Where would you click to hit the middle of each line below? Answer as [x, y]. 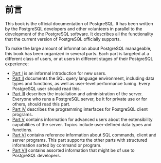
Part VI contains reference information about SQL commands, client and [84, 135]
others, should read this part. [41, 104]
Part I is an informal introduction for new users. [59, 73]
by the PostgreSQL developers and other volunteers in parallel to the [74, 29]
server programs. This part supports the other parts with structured [80, 140]
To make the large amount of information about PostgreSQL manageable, [78, 48]
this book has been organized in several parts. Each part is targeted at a [77, 53]
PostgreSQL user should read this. [46, 89]
